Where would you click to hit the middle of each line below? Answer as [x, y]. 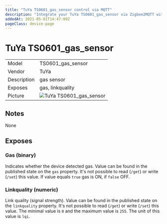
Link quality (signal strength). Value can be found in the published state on [81, 200]
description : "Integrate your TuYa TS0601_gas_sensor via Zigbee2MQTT [80, 14]
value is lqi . [18, 216]
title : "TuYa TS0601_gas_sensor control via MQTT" [59, 10]
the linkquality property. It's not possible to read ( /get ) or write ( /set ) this [82, 206]
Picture [16, 96]
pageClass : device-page [30, 24]
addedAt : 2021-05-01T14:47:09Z [38, 19]
